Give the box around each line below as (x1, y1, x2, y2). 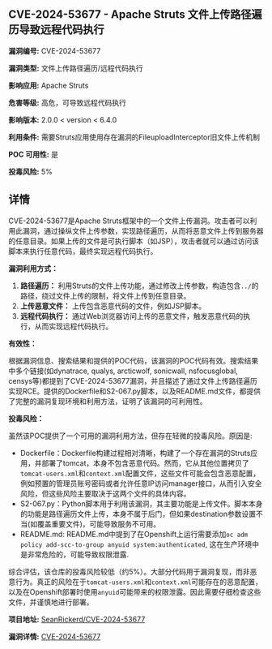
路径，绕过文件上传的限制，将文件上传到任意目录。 (19, 290, 191, 300)
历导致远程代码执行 (8, 23, 104, 37)
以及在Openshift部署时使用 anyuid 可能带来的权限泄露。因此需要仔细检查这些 (8, 587, 261, 596)
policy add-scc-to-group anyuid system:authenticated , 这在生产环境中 (19, 539, 259, 549)
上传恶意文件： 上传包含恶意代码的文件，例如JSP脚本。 (19, 301, 206, 311)
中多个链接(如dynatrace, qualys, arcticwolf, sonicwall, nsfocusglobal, (8, 366, 239, 376)
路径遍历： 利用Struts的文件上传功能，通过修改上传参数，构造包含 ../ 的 (19, 281, 259, 290)
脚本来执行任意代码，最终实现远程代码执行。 (8, 246, 158, 256)
